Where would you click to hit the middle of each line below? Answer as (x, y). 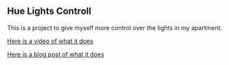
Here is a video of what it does (50, 41)
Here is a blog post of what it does (56, 54)
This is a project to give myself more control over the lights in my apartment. (115, 27)
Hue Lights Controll (49, 11)
